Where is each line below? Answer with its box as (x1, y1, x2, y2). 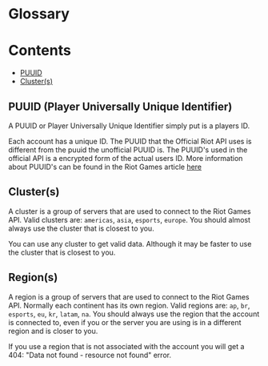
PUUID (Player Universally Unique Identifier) (8, 99, 233, 113)
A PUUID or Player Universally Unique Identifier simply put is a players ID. (8, 121, 250, 131)
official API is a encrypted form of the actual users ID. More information (8, 153, 243, 163)
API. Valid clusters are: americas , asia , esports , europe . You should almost (8, 215, 250, 224)
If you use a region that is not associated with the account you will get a (8, 341, 245, 351)
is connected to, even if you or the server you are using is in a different (8, 317, 242, 327)
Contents (8, 42, 72, 60)
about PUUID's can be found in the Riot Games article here (8, 162, 202, 171)
